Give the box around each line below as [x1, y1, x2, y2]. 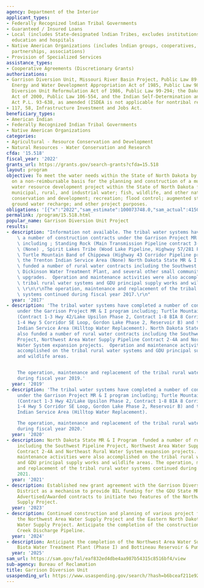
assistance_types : [6, 60, 53, 66]
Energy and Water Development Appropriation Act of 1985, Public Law [12, 83, 191, 89]
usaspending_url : [6, 572, 50, 579]
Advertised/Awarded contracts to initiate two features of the [17, 493, 181, 500]
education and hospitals [12, 37, 75, 43]
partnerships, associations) [12, 49, 86, 55]
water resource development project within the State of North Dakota [12, 184, 194, 190]
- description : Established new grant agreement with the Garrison [6, 482, 181, 488]
